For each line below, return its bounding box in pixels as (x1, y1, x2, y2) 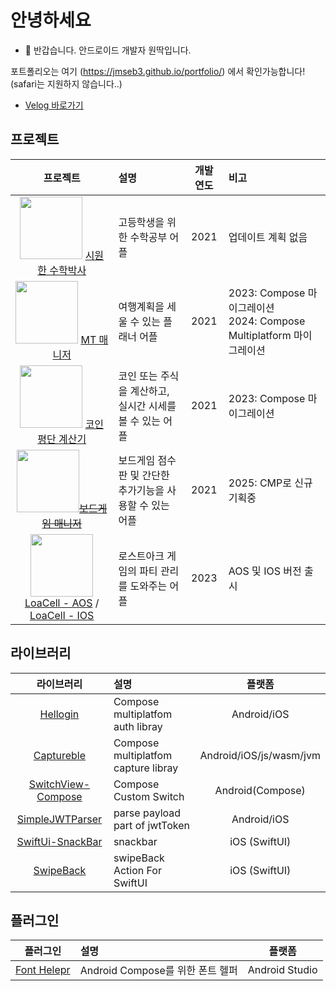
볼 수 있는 (118, 414, 161, 428)
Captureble (33, 748, 87, 762)
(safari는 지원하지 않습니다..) (10, 77, 123, 90)
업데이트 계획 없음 (228, 231, 308, 245)
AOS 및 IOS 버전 (228, 564, 302, 578)
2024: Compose (228, 314, 306, 328)
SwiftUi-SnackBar (16, 834, 103, 848)
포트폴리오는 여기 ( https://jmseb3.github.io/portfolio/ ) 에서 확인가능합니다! (10, 65, 306, 77)
